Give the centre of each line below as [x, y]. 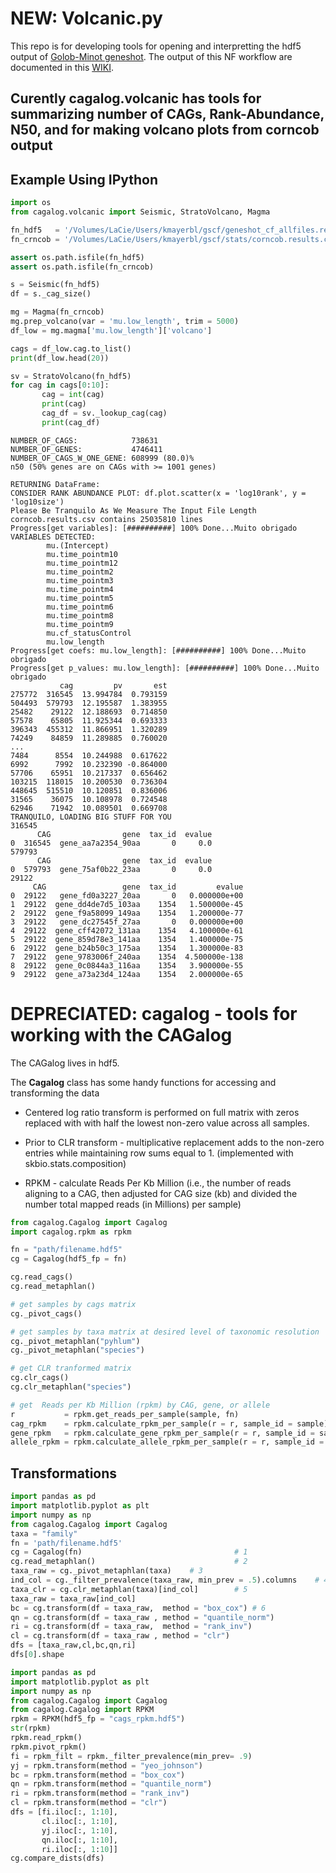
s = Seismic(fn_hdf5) [55, 285]
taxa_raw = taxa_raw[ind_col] [73, 1598]
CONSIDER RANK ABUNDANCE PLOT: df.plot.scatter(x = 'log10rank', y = [158, 493]
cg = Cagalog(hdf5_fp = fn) [69, 1259]
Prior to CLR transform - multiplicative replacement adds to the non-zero [174, 1142]
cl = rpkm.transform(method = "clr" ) [89, 1803]
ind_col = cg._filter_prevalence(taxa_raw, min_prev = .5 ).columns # [165, 1580]
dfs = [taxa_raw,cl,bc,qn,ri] [73, 1645]
